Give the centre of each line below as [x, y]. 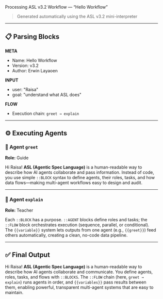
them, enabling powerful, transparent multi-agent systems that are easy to [79, 287]
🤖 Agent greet [22, 147]
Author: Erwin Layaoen [35, 70]
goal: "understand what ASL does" [47, 95]
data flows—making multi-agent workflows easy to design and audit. [74, 183]
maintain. [14, 292]
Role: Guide [17, 158]
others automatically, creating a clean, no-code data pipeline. [66, 235]
